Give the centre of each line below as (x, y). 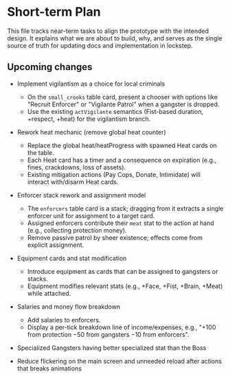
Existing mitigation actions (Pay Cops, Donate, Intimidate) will (114, 174)
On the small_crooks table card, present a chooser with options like (123, 97)
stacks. (37, 279)
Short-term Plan (54, 12)
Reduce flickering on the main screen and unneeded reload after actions (119, 361)
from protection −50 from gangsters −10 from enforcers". (108, 334)
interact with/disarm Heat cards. (73, 182)
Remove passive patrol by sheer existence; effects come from (115, 237)
